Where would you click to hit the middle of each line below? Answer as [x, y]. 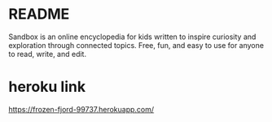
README [39, 14]
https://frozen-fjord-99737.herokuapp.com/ [81, 109]
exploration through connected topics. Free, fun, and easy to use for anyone [136, 45]
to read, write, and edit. [48, 54]
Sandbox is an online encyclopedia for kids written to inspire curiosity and [132, 37]
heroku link [47, 87]
